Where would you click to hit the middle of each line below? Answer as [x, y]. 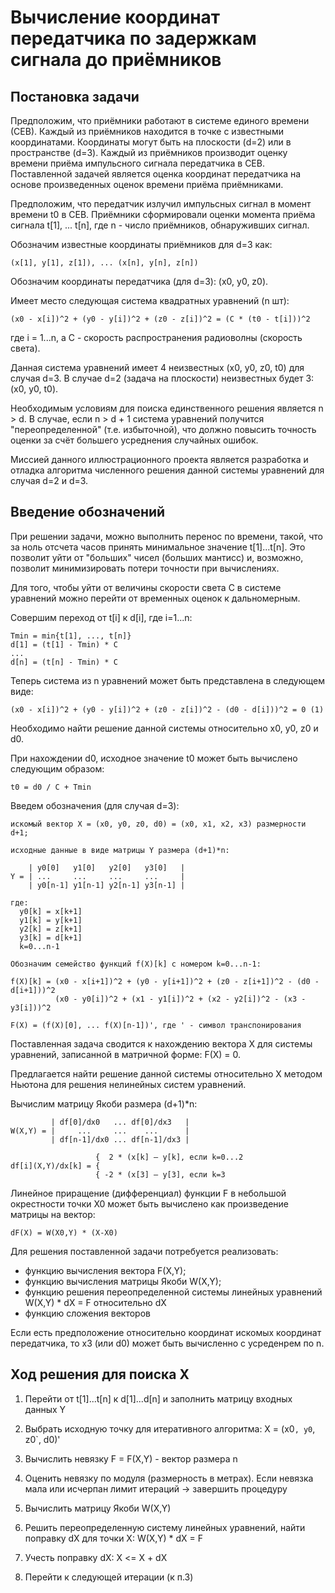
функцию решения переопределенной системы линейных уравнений [173, 1292]
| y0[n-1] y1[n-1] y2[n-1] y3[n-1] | [107, 885]
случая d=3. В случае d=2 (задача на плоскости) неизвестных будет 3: [162, 378]
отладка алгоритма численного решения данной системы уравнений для [167, 470]
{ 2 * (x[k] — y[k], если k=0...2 [169, 1157]
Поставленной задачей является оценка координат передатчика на [156, 174]
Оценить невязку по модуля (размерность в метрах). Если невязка [169, 1478]
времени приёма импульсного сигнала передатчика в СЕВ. [137, 163]
